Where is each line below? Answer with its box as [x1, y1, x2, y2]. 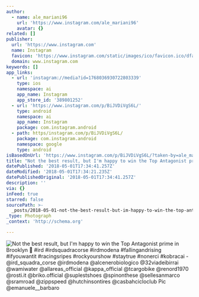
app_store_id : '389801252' [17, 97, 84, 103]
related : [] [6, 31, 36, 37]
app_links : [6, 69, 33, 75]
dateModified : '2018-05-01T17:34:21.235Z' [6, 169, 113, 175]
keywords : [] [6, 64, 38, 70]
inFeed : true [6, 191, 38, 197]
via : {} [6, 185, 25, 191]
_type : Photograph [6, 213, 52, 219]
